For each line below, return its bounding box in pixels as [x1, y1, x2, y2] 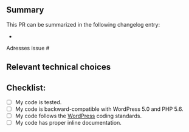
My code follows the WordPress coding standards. [15, 112, 142, 120]
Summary [6, 5, 44, 15]
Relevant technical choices [6, 62, 111, 72]
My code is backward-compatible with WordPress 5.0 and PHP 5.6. [15, 105, 184, 113]
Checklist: [6, 82, 46, 93]
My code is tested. [15, 99, 62, 106]
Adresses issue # [6, 44, 50, 51]
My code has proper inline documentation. [15, 119, 122, 127]
